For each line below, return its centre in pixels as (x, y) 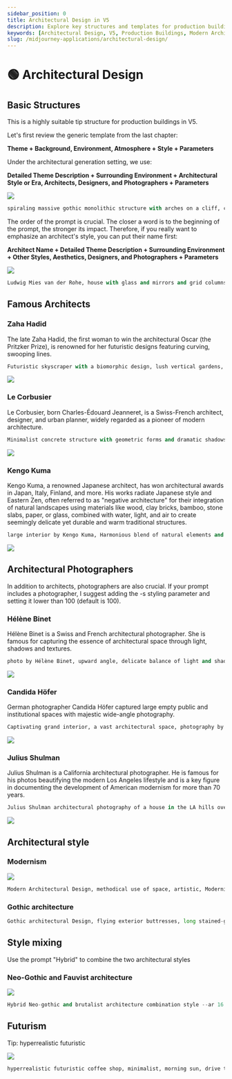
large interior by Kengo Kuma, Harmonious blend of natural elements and (116, 535)
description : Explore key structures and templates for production (106, 26)
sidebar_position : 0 (37, 13)
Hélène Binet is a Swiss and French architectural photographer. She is (106, 633)
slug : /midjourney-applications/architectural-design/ (88, 39)
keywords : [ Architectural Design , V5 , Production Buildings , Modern (108, 33)
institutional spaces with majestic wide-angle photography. (91, 714)
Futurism (27, 1026)
